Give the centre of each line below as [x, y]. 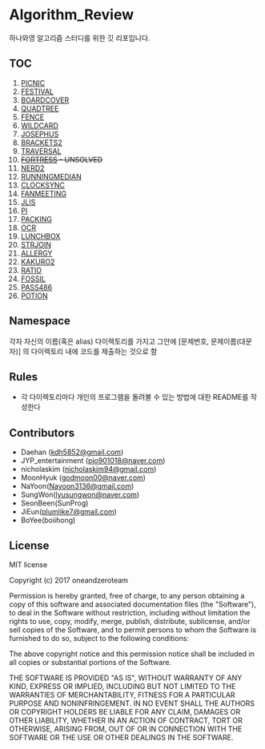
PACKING [36, 219]
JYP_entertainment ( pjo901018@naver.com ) [93, 461]
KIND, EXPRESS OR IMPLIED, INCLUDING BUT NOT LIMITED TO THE [122, 686]
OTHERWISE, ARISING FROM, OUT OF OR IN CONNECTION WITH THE [126, 729]
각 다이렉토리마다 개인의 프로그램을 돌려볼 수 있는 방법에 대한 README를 [135, 397]
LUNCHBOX [40, 236]
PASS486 [36, 287]
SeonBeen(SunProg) [54, 503]
